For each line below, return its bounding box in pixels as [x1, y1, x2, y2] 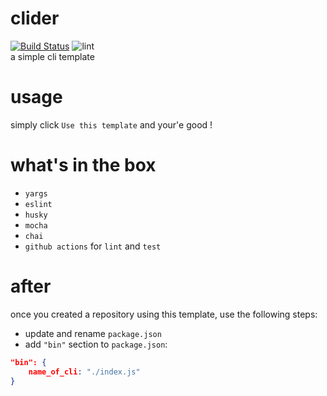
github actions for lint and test [24, 240, 162, 252]
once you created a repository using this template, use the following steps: [10, 308, 318, 320]
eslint [24, 199, 53, 209]
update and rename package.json [24, 327, 162, 339]
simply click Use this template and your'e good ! [10, 118, 213, 131]
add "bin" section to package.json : [24, 338, 168, 350]
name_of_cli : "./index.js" [28, 367, 141, 377]
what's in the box [10, 154, 157, 177]
